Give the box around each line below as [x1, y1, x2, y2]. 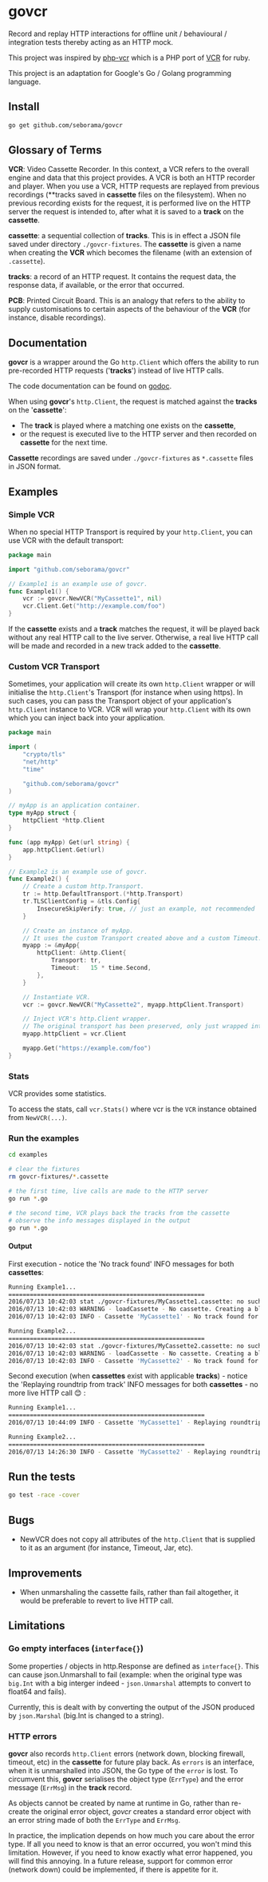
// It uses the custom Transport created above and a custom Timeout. [22, 934, 262, 942]
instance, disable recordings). [8, 313, 106, 322]
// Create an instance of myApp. [22, 927, 134, 935]
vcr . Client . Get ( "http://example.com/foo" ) [22, 602, 166, 610]
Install [8, 100, 40, 114]
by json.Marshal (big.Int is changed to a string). [8, 1710, 164, 1721]
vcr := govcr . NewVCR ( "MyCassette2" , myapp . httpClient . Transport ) [22, 1000, 245, 1009]
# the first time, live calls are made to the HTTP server [8, 1187, 209, 1195]
